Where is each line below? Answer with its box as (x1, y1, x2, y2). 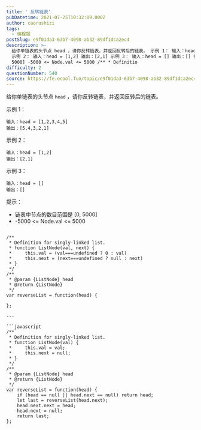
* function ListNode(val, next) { (8, 245, 95, 251)
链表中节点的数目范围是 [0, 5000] (14, 211, 98, 218)
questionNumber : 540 (6, 70, 58, 76)
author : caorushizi (6, 20, 55, 26)
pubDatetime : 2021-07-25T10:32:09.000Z (6, 14, 106, 20)
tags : (6, 25, 20, 32)
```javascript (6, 324, 42, 330)
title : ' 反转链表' (6, 8, 51, 15)
